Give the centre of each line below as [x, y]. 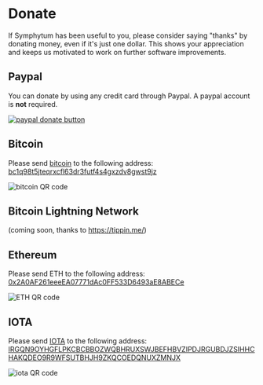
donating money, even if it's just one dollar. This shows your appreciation [126, 43]
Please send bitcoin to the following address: [81, 163]
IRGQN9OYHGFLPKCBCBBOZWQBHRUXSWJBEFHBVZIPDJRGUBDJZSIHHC [131, 349]
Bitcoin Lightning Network [73, 211]
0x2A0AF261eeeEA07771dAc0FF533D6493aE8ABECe [96, 282]
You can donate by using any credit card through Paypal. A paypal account [129, 96]
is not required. [33, 104]
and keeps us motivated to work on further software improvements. [117, 52]
